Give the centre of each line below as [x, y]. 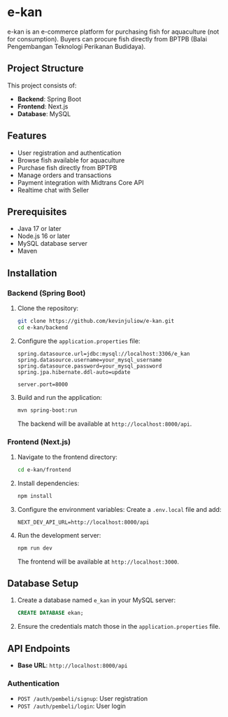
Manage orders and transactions [64, 175]
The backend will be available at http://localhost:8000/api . [105, 424]
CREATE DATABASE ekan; [50, 613]
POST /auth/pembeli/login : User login [71, 706]
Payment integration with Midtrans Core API [80, 182]
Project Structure [45, 68]
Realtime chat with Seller [53, 190]
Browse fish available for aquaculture [71, 160]
